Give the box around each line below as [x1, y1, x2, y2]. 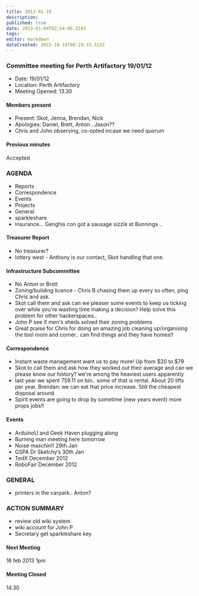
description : [6, 14, 39, 20]
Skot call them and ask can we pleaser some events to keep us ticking [14, 299, 187, 307]
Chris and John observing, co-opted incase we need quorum [14, 127, 165, 135]
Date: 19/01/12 [14, 75, 49, 82]
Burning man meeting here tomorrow [14, 435, 106, 442]
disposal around [14, 389, 55, 397]
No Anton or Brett [14, 280, 58, 288]
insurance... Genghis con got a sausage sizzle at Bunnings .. [14, 220, 163, 227]
